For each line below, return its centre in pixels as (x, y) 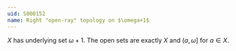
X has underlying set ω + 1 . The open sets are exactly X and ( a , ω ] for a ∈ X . (118, 40)
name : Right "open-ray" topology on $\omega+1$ (79, 20)
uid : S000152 (26, 14)
